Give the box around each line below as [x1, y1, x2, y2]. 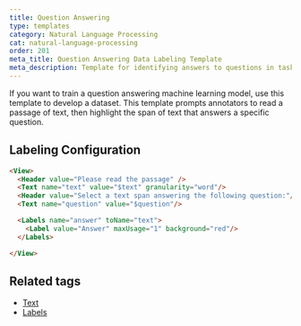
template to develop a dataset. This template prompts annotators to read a [9, 97, 284, 108]
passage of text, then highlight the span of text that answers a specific [9, 107, 271, 118]
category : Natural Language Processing [9, 30, 159, 39]
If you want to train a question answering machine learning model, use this [9, 87, 285, 99]
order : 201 [9, 47, 50, 56]
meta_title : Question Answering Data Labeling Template [9, 55, 222, 64]
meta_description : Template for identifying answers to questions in [9, 64, 275, 73]
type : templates [9, 22, 70, 31]
